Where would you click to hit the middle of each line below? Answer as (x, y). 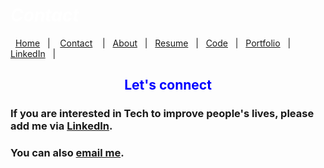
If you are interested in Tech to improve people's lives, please (162, 114)
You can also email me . (67, 153)
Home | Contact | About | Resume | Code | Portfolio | (153, 43)
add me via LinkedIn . (61, 126)
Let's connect (168, 85)
